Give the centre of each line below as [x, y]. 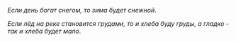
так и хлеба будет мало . [44, 31]
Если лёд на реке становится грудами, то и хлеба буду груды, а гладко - [118, 23]
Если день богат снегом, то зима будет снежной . [82, 10]
